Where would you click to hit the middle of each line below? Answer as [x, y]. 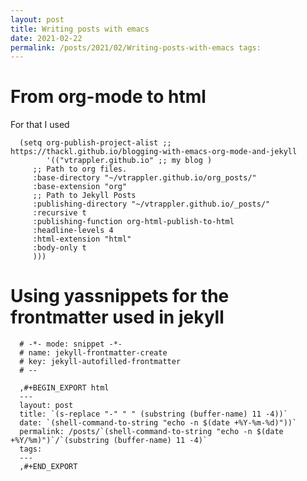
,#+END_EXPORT [48, 467]
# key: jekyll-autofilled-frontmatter [100, 362]
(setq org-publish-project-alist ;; [95, 143]
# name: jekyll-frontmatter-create [93, 353]
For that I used [40, 125]
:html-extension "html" [82, 239]
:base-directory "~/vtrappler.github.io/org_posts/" [144, 178]
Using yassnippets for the [120, 296]
